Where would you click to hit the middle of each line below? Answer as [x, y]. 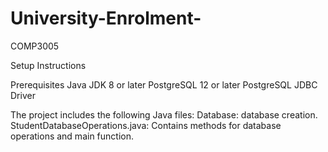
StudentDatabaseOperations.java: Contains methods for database [146, 125]
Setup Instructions [48, 65]
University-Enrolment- [106, 18]
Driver [23, 95]
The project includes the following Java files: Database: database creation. [164, 114]
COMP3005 [35, 46]
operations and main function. [72, 136]
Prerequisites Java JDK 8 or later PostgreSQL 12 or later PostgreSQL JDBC [164, 84]
